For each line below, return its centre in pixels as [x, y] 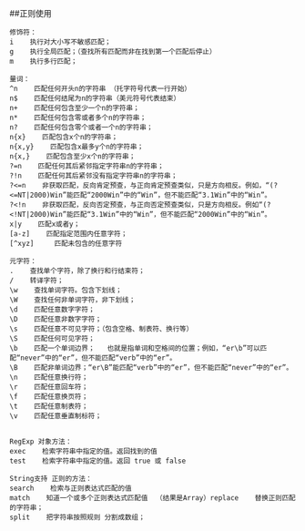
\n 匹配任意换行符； [49, 377]
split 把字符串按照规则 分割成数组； [77, 517]
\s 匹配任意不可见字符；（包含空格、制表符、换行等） [102, 329]
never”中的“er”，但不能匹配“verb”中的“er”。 [99, 358]
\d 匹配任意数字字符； [52, 310]
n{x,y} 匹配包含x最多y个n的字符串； [76, 147]
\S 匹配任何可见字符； [52, 339]
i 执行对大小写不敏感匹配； [61, 42]
